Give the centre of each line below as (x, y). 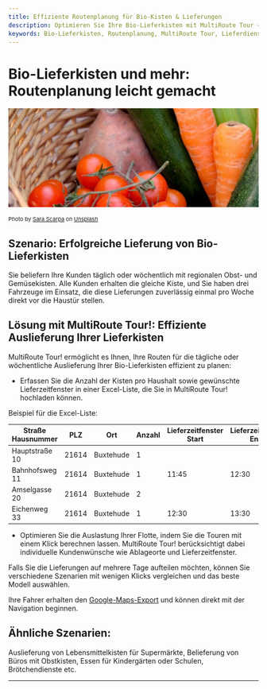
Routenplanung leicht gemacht (112, 91)
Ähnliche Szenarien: (60, 633)
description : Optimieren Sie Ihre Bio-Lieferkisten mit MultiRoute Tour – (135, 25)
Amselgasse (32, 490)
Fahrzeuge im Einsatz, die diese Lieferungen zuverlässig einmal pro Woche (131, 292)
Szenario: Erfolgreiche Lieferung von (101, 244)
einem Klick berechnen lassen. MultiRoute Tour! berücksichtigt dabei (132, 544)
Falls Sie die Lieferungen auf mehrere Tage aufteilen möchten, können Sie (129, 567)
